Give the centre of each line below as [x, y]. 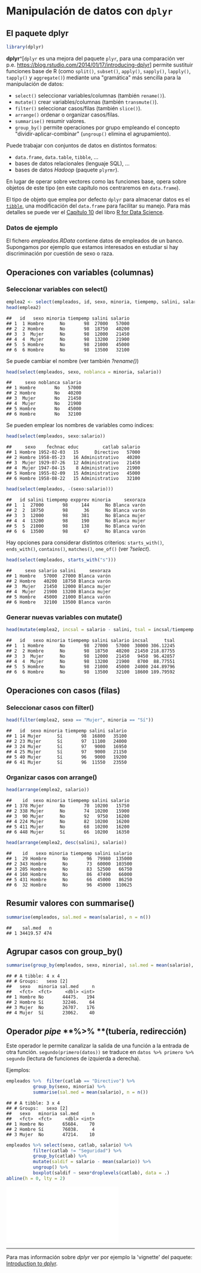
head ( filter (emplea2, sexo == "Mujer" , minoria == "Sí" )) [80, 720]
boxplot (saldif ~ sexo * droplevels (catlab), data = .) [101, 1173]
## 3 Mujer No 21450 [44, 398]
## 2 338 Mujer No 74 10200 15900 [68, 811]
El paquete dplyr [37, 33]
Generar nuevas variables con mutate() [64, 617]
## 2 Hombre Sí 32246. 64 [51, 1002]
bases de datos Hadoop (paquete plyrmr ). [67, 170]
